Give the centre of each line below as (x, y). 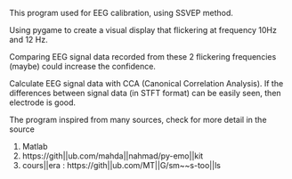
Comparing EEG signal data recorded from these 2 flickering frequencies (143, 57)
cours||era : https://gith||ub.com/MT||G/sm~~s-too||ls (121, 165)
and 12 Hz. (28, 40)
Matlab (35, 146)
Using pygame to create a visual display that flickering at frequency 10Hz (143, 30)
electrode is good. (43, 102)
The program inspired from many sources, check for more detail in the (138, 120)
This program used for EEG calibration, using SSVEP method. (122, 13)
